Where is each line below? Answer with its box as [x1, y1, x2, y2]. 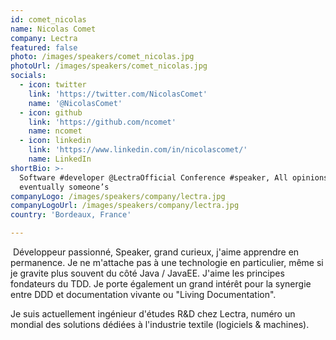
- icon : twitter [19, 80, 87, 90]
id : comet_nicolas [10, 14, 87, 25]
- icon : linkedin [19, 136, 92, 146]
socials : [10, 71, 47, 81]
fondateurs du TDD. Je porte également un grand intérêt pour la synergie [10, 278, 312, 290]
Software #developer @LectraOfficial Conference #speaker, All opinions [19, 172, 329, 183]
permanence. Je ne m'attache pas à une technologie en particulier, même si [10, 257, 324, 268]
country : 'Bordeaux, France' [10, 210, 132, 220]
